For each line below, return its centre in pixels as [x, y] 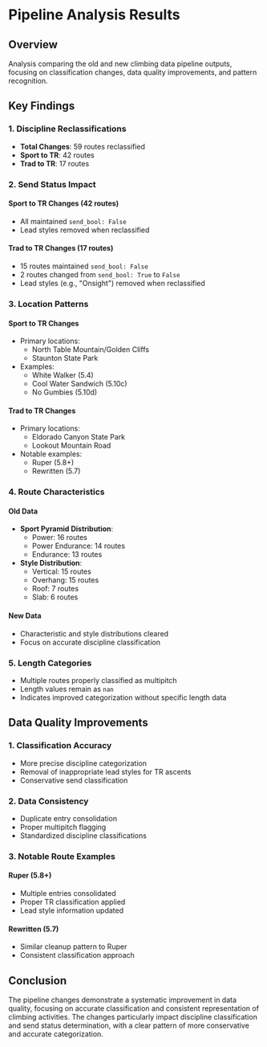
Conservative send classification [74, 780]
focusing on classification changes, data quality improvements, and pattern [133, 72]
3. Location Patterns [49, 304]
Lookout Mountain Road [71, 446]
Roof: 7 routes [55, 589]
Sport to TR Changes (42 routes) [63, 203]
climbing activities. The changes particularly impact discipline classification [133, 1017]
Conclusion [38, 981]
